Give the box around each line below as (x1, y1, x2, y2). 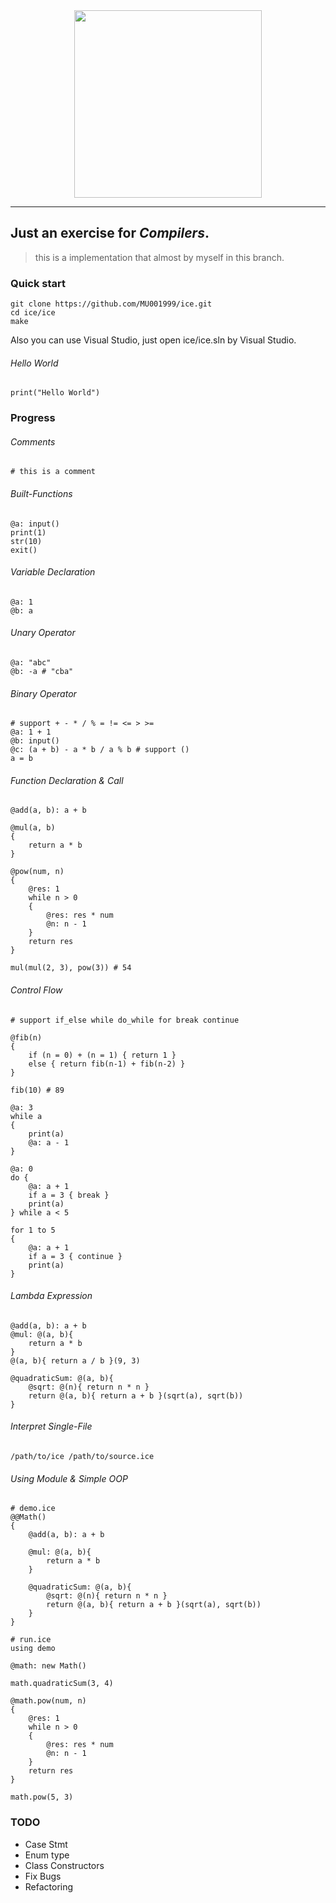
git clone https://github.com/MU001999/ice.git (10, 299, 213, 309)
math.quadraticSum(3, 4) (10, 1679, 114, 1689)
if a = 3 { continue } (28, 1251, 123, 1261)
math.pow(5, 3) (10, 1792, 74, 1803)
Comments (10, 435, 56, 448)
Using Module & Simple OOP (10, 1472, 128, 1484)
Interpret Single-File (10, 1420, 93, 1433)
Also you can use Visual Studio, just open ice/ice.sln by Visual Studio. (10, 334, 297, 346)
